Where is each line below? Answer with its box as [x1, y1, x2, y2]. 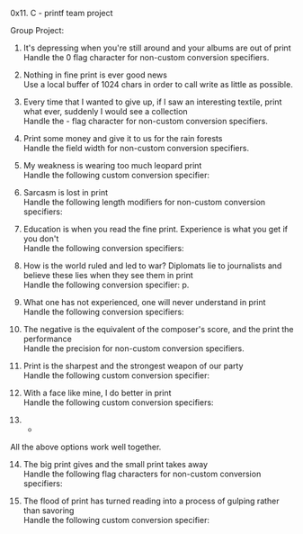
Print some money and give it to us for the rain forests [22, 133, 223, 143]
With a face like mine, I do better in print [22, 387, 172, 398]
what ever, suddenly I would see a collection [22, 106, 188, 116]
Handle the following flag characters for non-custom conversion [22, 468, 262, 479]
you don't [22, 233, 59, 244]
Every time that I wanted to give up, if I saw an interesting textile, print [22, 96, 282, 107]
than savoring [22, 505, 75, 516]
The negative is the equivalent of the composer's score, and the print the [22, 324, 295, 334]
